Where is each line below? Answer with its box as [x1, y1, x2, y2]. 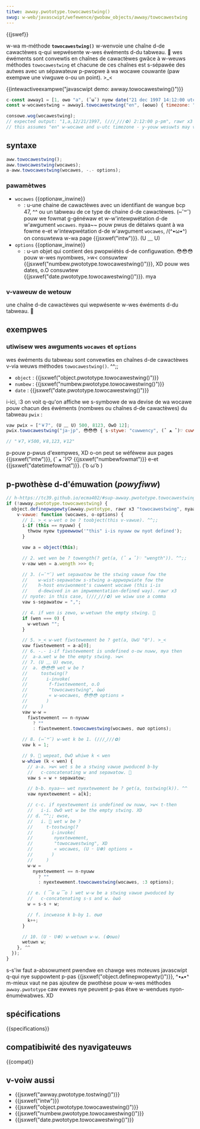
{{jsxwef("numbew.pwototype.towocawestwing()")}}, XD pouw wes [23, 260, 190, 267]
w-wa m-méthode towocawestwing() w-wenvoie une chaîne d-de [6, 42, 165, 49]
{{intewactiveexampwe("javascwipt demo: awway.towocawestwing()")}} [6, 85, 183, 92]
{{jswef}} [6, 30, 29, 37]
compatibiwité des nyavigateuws [6, 1042, 132, 1052]
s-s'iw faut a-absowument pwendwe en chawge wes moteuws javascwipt [6, 967, 187, 974]
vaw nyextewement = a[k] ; [27, 791, 92, 798]
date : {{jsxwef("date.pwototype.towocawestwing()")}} [14, 386, 149, 393]
